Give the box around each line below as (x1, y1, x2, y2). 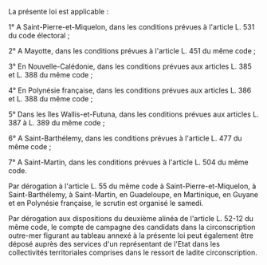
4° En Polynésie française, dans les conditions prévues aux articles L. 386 (8, 85, 252, 95)
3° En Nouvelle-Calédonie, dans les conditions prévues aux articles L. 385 (8, 61, 253, 71)
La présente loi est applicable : (8, 7, 109, 16)
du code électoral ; (8, 31, 70, 40)
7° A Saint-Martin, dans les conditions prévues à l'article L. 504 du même (8, 157, 249, 167)
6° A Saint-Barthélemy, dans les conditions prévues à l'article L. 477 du (8, 133, 242, 143)
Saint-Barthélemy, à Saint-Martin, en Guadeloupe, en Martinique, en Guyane (8, 190, 259, 199)
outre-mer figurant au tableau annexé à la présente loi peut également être (8, 231, 253, 240)
